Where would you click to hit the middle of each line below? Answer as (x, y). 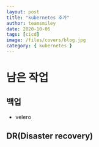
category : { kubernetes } (39, 46)
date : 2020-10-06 (28, 29)
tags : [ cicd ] (23, 35)
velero (23, 117)
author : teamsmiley (31, 23)
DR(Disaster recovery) (50, 136)
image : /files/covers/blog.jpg (46, 40)
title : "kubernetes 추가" (38, 18)
